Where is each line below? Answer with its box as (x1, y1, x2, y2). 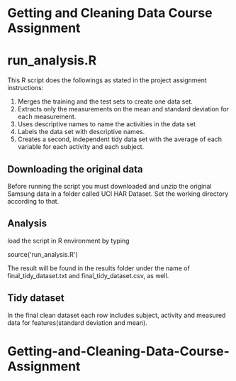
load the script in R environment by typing (7, 236, 130, 245)
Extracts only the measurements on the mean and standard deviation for (17, 105, 229, 114)
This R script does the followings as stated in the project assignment (7, 76, 207, 84)
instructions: (7, 84, 44, 92)
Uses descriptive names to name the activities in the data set (17, 120, 196, 128)
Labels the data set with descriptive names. (17, 128, 145, 136)
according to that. (7, 197, 60, 205)
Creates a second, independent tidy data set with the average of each (17, 135, 222, 143)
